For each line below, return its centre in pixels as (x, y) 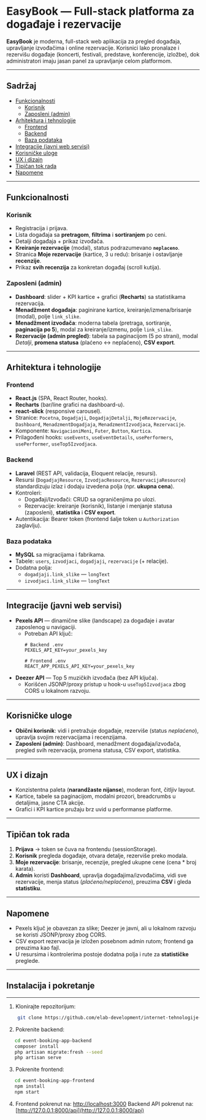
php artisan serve (38, 1058)
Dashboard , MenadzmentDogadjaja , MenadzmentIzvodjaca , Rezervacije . (100, 424)
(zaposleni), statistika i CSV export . (70, 512)
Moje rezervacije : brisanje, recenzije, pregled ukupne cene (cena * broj (106, 862)
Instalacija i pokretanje (51, 986)
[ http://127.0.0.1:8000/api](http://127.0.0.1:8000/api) (80, 1110)
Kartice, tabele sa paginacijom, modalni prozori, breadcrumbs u (95, 797)
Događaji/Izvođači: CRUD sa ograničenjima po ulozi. (90, 499)
